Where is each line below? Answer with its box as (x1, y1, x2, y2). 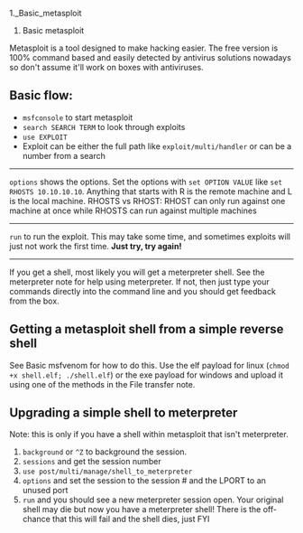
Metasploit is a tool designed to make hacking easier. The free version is (9, 42, 279, 53)
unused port (22, 485, 69, 496)
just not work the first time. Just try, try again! (9, 240, 182, 251)
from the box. (9, 295, 60, 306)
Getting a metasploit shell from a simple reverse (9, 322, 284, 337)
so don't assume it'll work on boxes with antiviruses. (9, 62, 205, 72)
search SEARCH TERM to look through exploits (22, 121, 186, 132)
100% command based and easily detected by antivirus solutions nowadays (9, 52, 291, 62)
